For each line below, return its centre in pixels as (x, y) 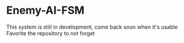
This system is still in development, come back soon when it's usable (92, 27)
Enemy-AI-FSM (45, 10)
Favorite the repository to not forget (51, 33)
